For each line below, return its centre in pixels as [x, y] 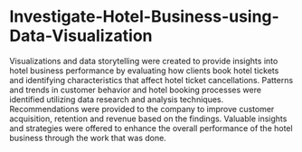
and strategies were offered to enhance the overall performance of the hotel [151, 128]
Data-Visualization [81, 36]
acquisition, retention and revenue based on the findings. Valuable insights [148, 119]
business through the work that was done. [88, 138]
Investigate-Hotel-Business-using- [145, 17]
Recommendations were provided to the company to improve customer [142, 109]
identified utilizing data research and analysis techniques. [117, 99]
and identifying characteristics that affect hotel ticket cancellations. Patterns [151, 80]
